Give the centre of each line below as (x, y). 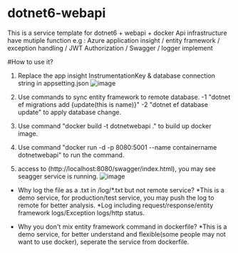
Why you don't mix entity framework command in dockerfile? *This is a (122, 227)
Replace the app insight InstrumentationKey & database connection (117, 76)
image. (28, 133)
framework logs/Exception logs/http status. (81, 212)
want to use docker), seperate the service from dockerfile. (103, 242)
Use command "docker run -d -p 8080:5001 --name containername (117, 147)
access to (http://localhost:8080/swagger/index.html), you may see (117, 168)
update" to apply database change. (69, 112)
